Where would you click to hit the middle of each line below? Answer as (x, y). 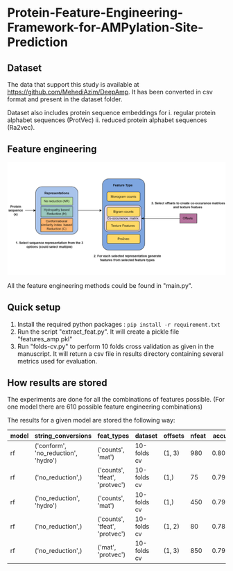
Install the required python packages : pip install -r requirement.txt (119, 324)
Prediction (37, 42)
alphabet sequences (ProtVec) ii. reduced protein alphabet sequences (107, 120)
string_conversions (63, 436)
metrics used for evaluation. (57, 361)
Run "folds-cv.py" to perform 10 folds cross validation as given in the (115, 346)
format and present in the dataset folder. (65, 99)
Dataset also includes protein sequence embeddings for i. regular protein (112, 113)
